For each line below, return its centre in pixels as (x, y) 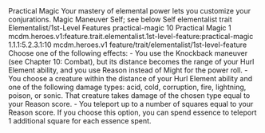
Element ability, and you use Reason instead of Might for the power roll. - (128, 70)
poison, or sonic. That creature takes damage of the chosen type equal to (129, 96)
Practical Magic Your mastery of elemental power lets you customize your (130, 11)
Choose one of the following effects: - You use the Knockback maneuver (128, 53)
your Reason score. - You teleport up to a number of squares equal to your (131, 104)
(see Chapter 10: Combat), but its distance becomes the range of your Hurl (131, 62)
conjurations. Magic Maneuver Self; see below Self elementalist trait (121, 19)
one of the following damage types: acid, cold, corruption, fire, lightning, (127, 87)
